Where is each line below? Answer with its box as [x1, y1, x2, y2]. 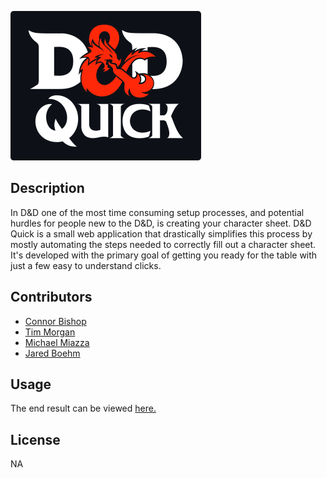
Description [10, 180, 85, 197]
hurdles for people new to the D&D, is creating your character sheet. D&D [10, 217, 312, 229]
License [10, 431, 61, 448]
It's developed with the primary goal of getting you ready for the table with [10, 249, 318, 261]
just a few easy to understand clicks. [10, 259, 162, 271]
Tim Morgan [24, 326, 76, 338]
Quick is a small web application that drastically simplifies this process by [10, 227, 313, 240]
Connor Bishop [24, 315, 87, 327]
